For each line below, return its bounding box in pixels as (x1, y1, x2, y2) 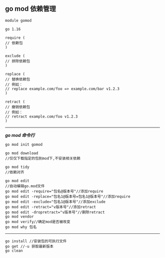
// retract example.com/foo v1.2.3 (5, 114, 78, 119)
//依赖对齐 (5, 169, 25, 175)
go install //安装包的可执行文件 (5, 238, 67, 244)
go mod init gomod (5, 142, 43, 147)
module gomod (5, 18, 32, 23)
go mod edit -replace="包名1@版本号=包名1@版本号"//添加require (5, 194, 131, 199)
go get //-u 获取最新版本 (5, 244, 54, 249)
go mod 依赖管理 (5, 4, 56, 13)
